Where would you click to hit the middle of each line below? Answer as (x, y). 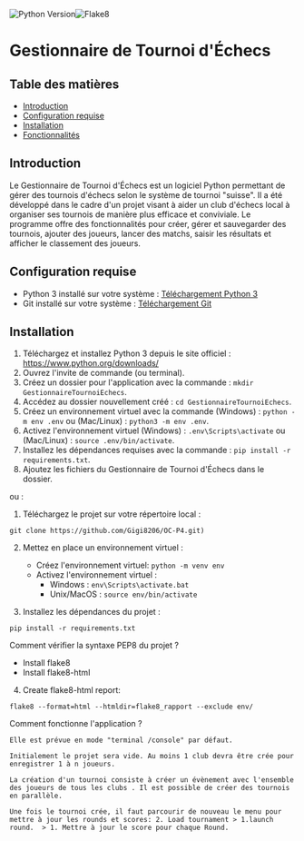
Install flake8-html (56, 673)
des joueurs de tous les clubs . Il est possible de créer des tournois (150, 788)
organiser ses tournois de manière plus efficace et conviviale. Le (130, 214)
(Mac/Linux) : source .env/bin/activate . (98, 440)
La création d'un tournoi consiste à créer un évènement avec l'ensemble (152, 780)
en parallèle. (36, 796)
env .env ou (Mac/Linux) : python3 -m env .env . (120, 421)
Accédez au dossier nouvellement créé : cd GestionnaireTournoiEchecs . (157, 402)
